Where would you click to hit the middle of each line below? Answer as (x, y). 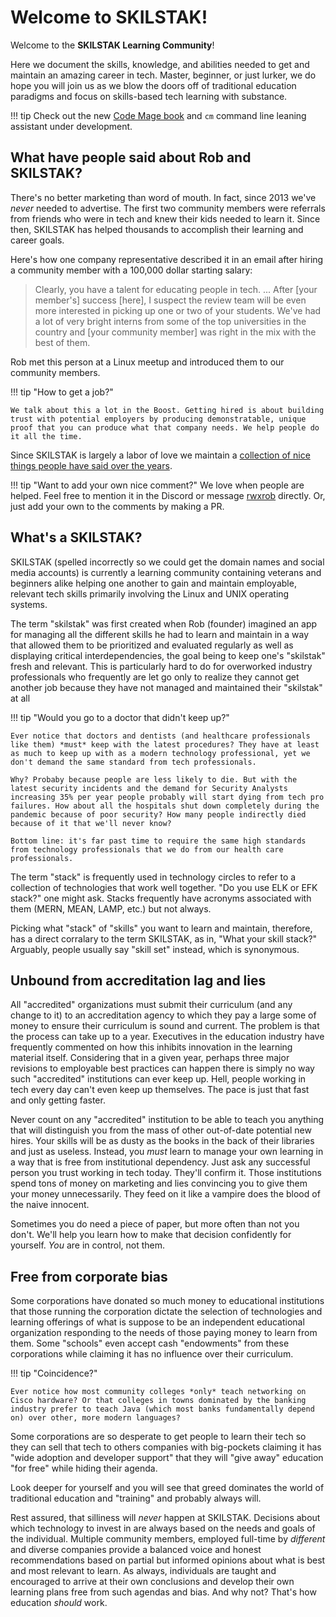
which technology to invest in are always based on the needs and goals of (163, 1528)
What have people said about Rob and (131, 157)
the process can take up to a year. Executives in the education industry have (167, 1037)
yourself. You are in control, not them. (88, 1245)
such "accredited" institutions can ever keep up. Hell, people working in (158, 1079)
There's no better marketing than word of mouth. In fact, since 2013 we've (163, 197)
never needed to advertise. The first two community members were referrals (168, 208)
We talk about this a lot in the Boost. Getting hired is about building (167, 410)
